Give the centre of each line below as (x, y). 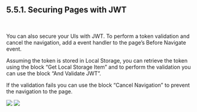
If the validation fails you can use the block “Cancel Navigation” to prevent (98, 85)
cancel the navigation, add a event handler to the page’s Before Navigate (96, 42)
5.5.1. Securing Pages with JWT (67, 10)
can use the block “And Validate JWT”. (54, 73)
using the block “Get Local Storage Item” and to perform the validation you (98, 67)
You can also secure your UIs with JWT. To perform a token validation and (98, 36)
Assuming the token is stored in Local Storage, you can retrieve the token (97, 60)
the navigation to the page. (40, 91)
